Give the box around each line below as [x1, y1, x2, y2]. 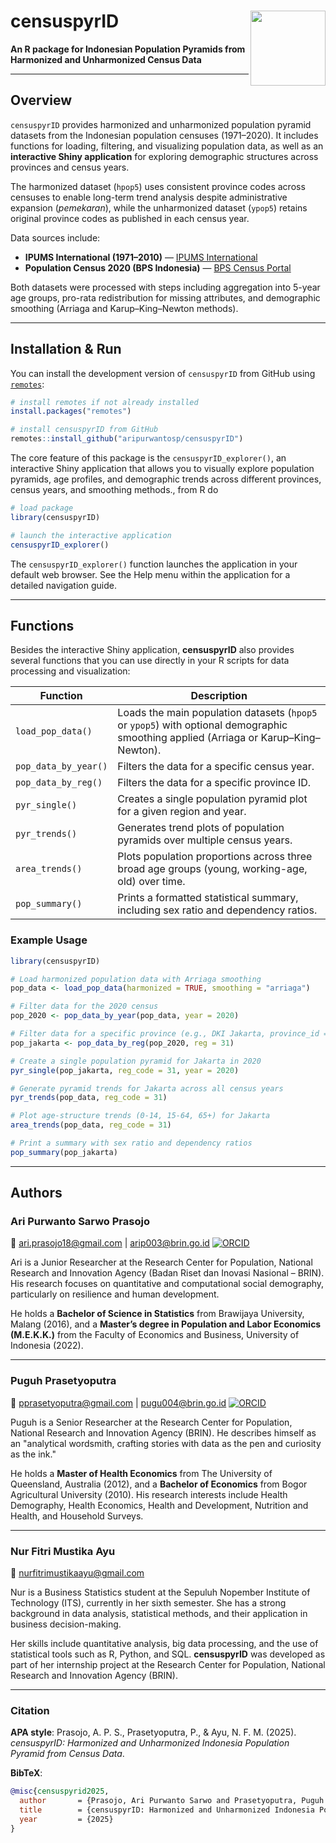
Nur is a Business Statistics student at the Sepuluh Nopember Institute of [10, 1586, 311, 1599]
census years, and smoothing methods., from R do [10, 484, 219, 496]
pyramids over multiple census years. [117, 833, 293, 847]
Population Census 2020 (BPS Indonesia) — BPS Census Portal [24, 261, 292, 274]
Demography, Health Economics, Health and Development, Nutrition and [10, 1499, 309, 1511]
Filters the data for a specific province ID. [117, 776, 312, 790]
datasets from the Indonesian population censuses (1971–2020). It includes [10, 129, 319, 141]
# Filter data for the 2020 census [10, 1001, 159, 1012]
